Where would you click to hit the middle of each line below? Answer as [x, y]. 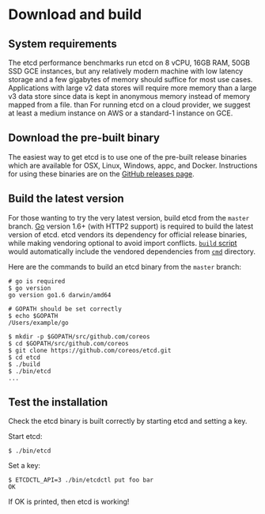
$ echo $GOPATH [33, 316]
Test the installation [58, 402]
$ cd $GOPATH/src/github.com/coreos [68, 343]
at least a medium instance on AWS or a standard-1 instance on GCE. [121, 113]
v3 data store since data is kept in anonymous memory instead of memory [129, 96]
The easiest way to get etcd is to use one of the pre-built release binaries [128, 157]
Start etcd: [25, 437]
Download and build [75, 15]
